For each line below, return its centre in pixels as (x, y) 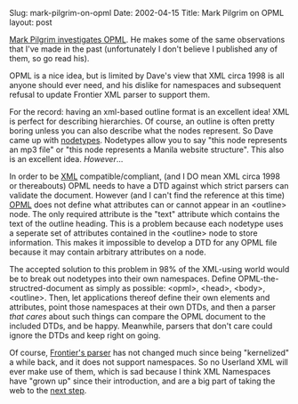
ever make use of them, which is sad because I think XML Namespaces (140, 372)
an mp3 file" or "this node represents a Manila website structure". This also (147, 149)
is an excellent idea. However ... (66, 159)
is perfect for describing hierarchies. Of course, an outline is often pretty (142, 121)
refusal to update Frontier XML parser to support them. (110, 94)
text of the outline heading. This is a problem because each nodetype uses (146, 223)
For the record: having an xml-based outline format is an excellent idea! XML (149, 112)
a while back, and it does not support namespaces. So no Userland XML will (149, 362)
